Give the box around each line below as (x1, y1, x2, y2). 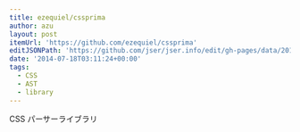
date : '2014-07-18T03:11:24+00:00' (9, 54, 142, 63)
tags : (9, 63, 29, 72)
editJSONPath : (9, 46, 62, 55)
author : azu (9, 21, 54, 30)
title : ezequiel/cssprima (9, 12, 105, 22)
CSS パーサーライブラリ (9, 113, 98, 124)
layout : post (9, 29, 58, 38)
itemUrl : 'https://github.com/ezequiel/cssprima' (9, 37, 198, 47)
